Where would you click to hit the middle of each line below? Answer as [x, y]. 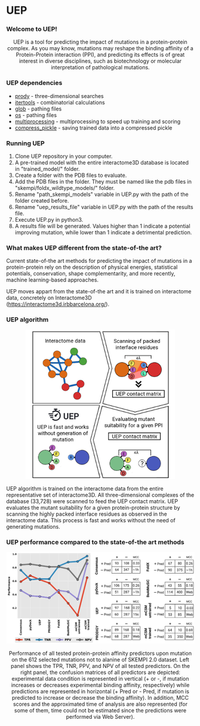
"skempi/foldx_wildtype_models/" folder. [65, 188]
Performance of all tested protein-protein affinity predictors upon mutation [100, 653]
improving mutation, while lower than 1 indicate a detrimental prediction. [103, 232]
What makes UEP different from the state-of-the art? [84, 248]
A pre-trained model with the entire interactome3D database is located [102, 163]
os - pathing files [36, 115]
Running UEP [25, 143]
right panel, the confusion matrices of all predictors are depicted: [100, 672]
